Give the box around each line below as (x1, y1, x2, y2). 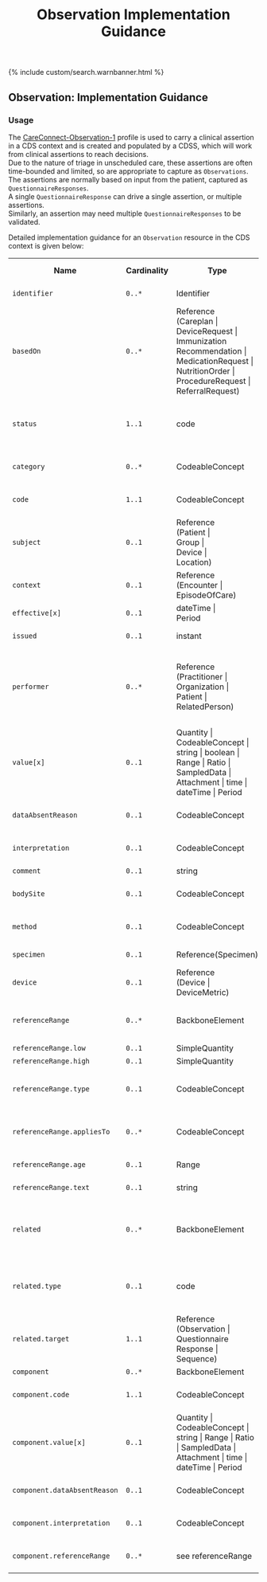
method (12, 922, 37, 931)
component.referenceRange (12, 1551, 110, 1560)
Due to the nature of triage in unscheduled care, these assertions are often (8, 158, 253, 167)
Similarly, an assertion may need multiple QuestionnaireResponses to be (8, 209, 242, 218)
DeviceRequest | (176, 325, 238, 336)
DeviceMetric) (176, 986, 230, 997)
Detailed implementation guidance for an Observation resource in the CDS (8, 233, 250, 242)
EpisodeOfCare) (176, 589, 237, 601)
